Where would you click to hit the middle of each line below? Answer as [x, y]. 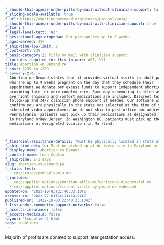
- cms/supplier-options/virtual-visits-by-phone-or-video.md [73, 187]
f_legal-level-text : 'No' [31, 32]
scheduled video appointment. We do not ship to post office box [77, 110]
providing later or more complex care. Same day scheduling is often [82, 92]
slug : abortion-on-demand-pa [35, 164]
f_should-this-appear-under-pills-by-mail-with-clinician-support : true [81, 23]
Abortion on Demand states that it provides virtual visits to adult [82, 78]
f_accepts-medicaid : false [32, 214]
